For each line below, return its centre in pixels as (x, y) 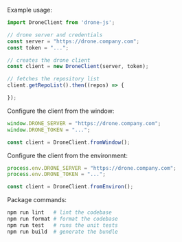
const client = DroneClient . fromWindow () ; (69, 142)
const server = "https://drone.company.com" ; (73, 41)
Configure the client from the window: (61, 111)
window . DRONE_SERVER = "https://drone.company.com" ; (84, 123)
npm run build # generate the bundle (62, 232)
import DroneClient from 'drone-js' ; (61, 23)
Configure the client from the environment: (68, 155)
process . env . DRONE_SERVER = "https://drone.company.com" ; (92, 168)
